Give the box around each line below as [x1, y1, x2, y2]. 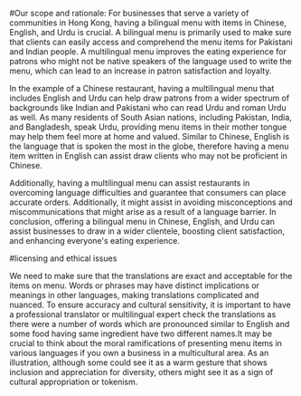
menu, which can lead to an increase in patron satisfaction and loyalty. [9, 65, 272, 76]
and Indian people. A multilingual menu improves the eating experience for [9, 46, 287, 57]
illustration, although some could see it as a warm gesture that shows [9, 357, 268, 368]
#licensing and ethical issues [9, 253, 118, 264]
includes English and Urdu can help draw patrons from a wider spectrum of [9, 92, 290, 103]
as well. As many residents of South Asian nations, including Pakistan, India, [9, 112, 292, 122]
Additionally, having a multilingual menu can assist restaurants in [9, 178, 250, 188]
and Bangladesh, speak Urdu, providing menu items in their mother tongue [9, 121, 287, 132]
